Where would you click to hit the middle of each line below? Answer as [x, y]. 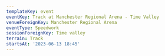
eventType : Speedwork [33, 28]
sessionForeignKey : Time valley [46, 33]
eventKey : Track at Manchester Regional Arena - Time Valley [83, 17]
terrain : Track [25, 38]
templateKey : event [30, 11]
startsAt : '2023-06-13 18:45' [43, 44]
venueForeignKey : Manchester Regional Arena [62, 22]
